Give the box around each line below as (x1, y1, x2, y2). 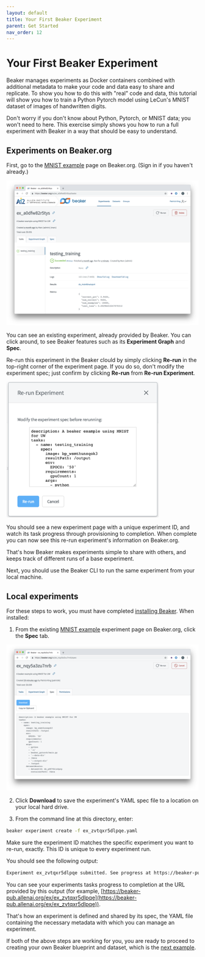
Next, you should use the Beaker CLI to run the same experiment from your (6, 567, 195, 574)
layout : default (6, 10, 48, 16)
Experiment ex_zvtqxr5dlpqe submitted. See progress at (6, 869, 151, 876)
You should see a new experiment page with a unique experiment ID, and (6, 524, 190, 531)
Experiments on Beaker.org (6, 145, 112, 156)
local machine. (6, 573, 43, 581)
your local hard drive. (15, 803, 69, 811)
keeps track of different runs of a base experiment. (6, 555, 134, 563)
